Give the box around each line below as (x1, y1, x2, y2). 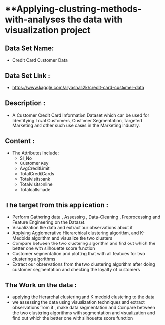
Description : (5, 99, 46, 107)
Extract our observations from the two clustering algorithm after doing (12, 261, 155, 267)
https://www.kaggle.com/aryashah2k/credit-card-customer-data (12, 84, 144, 90)
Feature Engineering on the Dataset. (12, 219, 86, 225)
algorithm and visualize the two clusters (31, 235, 113, 241)
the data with (67, 14, 123, 25)
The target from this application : (5, 201, 109, 209)
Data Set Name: (5, 44, 54, 52)
